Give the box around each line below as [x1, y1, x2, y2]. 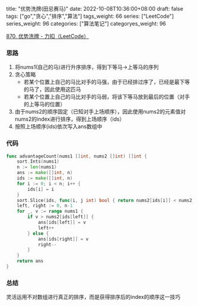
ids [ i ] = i [27, 186, 55, 192]
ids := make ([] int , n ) [17, 175, 73, 181]
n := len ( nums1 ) [17, 164, 58, 171]
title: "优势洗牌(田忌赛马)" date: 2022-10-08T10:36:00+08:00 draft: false [6, 5, 184, 12]
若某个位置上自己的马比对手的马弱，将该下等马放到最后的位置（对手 [23, 93, 190, 100]
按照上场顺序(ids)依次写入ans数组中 [14, 123, 103, 130]
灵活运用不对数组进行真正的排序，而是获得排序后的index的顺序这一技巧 [6, 294, 181, 301]
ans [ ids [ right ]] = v [37, 236, 89, 242]
